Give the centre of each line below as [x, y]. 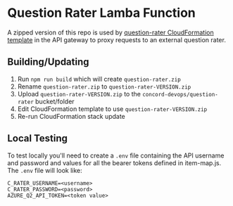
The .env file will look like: [45, 170]
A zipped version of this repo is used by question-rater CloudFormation [111, 32]
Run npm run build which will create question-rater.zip [99, 79]
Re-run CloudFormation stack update [71, 116]
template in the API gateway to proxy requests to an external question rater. [117, 39]
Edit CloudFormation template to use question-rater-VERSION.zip [112, 109]
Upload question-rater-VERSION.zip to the [79, 94]
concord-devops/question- [180, 94]
